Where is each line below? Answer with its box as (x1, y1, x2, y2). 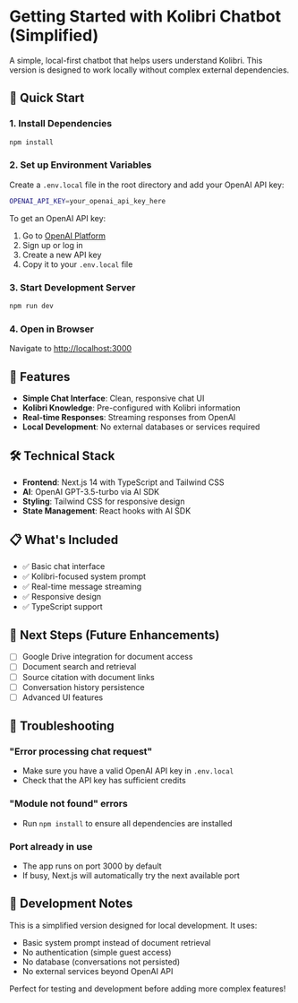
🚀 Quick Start (9, 91, 85, 106)
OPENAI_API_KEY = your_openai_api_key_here (9, 196, 166, 205)
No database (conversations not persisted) (21, 956, 181, 967)
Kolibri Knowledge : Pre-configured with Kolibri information (21, 402, 241, 413)
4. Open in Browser (9, 323, 94, 335)
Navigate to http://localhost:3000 (9, 343, 132, 354)
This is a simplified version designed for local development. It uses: (9, 920, 258, 930)
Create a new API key (21, 249, 102, 260)
